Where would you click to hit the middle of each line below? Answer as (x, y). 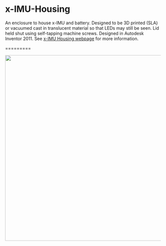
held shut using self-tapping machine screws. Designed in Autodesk (75, 33)
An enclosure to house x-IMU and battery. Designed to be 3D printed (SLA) (82, 23)
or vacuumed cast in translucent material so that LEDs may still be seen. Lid (82, 28)
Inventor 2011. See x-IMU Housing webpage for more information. (72, 39)
